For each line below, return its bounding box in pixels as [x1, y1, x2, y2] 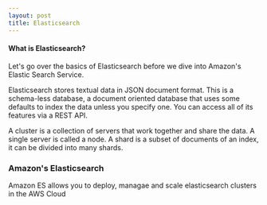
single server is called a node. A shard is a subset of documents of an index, [8, 134, 259, 144]
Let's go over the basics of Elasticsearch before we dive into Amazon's [8, 61, 241, 71]
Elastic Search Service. [8, 69, 84, 79]
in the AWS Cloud [8, 189, 66, 199]
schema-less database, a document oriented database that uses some [8, 93, 241, 103]
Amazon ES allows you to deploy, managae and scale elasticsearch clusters [8, 180, 257, 190]
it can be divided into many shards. [8, 142, 124, 152]
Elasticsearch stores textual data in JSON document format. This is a [8, 85, 234, 95]
